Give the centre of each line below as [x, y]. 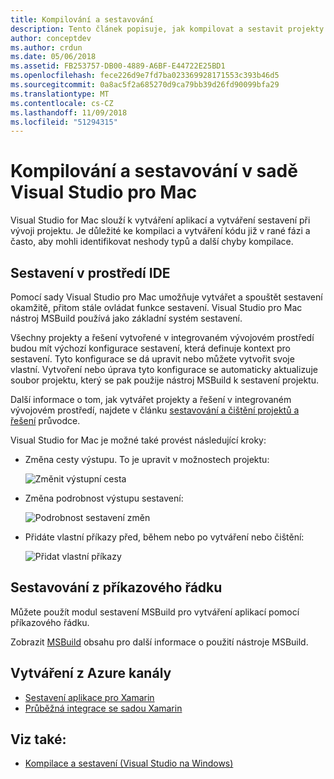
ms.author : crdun [46, 47]
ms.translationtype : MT [60, 94]
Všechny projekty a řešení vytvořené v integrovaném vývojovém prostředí [162, 337]
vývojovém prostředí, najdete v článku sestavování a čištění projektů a [155, 410]
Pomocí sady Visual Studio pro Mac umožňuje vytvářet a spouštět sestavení [166, 297]
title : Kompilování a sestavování [82, 19]
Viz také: [38, 739]
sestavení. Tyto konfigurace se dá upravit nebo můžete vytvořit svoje [152, 359]
